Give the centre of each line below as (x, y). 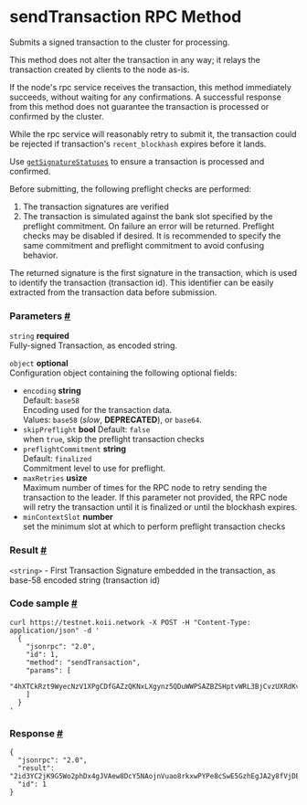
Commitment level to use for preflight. (94, 469)
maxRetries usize (55, 478)
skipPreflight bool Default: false (86, 429)
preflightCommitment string (74, 449)
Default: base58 (51, 400)
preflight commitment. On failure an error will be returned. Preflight (148, 226)
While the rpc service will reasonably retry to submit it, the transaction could (153, 133)
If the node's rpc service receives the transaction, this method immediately (151, 87)
